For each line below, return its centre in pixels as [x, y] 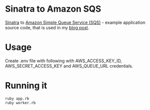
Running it [26, 86]
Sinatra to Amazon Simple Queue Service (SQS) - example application [75, 22]
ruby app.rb [17, 98]
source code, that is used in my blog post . [47, 27]
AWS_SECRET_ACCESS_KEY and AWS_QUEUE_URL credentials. [69, 66]
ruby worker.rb [20, 103]
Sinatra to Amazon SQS [53, 9]
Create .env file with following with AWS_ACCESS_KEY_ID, [64, 61]
